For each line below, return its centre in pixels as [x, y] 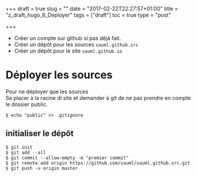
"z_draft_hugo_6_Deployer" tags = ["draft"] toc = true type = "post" [88, 15]
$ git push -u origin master [42, 168]
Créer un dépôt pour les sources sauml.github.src [76, 45]
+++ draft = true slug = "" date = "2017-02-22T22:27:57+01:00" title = [92, 9]
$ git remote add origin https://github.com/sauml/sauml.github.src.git [98, 163]
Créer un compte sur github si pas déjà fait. [67, 38]
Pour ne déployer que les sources [47, 91]
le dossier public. [27, 104]
